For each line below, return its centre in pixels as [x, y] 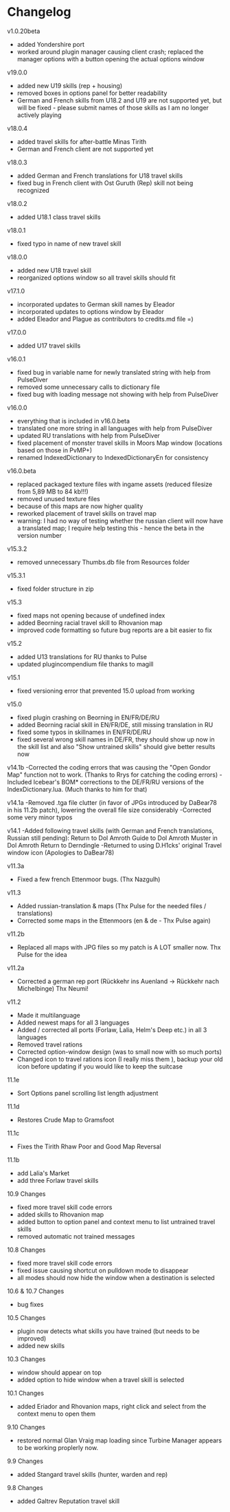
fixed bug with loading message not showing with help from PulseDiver [117, 394]
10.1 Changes [26, 1393]
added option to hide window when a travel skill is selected [101, 1379]
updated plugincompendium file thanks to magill [85, 664]
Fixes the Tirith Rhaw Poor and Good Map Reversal [89, 1146]
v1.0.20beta [24, 31]
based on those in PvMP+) [55, 450]
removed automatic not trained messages [76, 1236]
